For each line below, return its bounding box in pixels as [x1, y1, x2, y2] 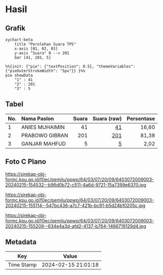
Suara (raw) [92, 115, 122, 122]
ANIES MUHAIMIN [21, 124, 65, 131]
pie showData [5, 73, 33, 78]
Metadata [5, 238, 37, 247]
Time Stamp [8, 261, 37, 268]
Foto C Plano [5, 158, 46, 166]
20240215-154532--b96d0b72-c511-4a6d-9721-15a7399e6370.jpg [5, 181, 147, 188]
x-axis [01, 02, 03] [14, 46, 58, 51]
